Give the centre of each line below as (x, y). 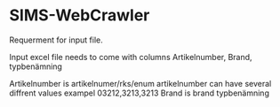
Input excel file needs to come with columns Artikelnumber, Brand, (131, 57)
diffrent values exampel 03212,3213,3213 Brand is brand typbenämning (139, 93)
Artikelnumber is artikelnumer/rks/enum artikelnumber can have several (140, 83)
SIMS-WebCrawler (80, 15)
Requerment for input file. (56, 40)
